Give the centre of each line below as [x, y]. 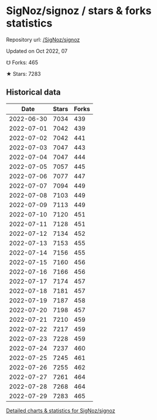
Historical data [33, 92]
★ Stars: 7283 [23, 74]
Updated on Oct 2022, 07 [37, 51]
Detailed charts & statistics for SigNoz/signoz [61, 411]
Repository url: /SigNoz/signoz [43, 39]
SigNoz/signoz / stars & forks [79, 11]
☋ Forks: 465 [22, 62]
